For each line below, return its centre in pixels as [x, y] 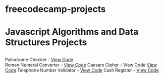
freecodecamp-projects [55, 9]
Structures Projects [46, 42]
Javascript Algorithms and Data [72, 32]
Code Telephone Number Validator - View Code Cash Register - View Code [82, 70]
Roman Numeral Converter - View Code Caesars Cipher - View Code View [81, 65]
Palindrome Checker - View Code [39, 59]
